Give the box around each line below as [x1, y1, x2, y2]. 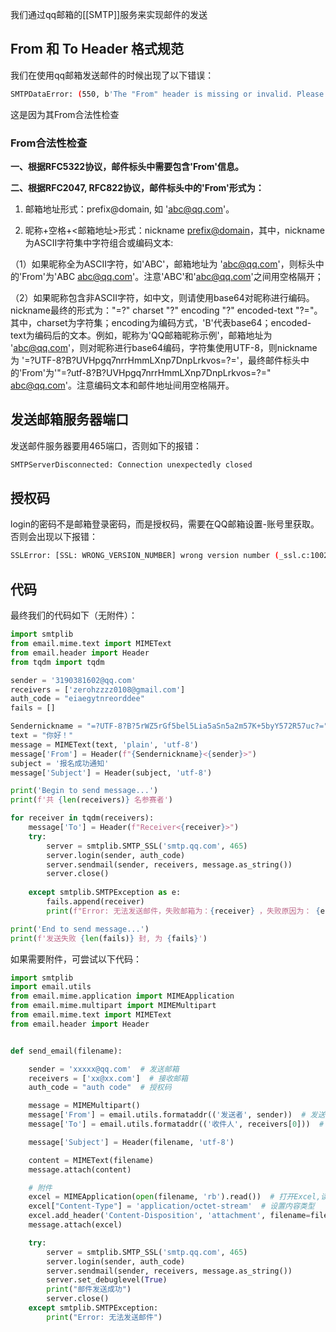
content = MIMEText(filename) [28, 1155, 155, 1165]
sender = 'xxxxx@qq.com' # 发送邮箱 [28, 1064, 180, 1074]
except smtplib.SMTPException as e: [28, 888, 182, 898]
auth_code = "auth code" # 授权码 [28, 1083, 172, 1093]
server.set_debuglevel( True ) [46, 1275, 168, 1285]
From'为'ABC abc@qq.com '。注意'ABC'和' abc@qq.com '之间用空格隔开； [21, 270, 324, 282]
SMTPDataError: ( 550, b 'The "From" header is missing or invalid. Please [10, 89, 325, 99]
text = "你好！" [10, 731, 74, 741]
